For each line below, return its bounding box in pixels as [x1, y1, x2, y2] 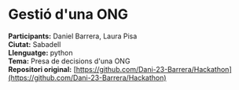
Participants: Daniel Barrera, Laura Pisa [8, 31, 138, 41]
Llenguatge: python [8, 48, 73, 57]
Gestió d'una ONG [8, 5, 128, 23]
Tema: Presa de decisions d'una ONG [8, 56, 131, 66]
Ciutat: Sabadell [8, 39, 61, 49]
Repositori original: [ [8, 64, 76, 74]
